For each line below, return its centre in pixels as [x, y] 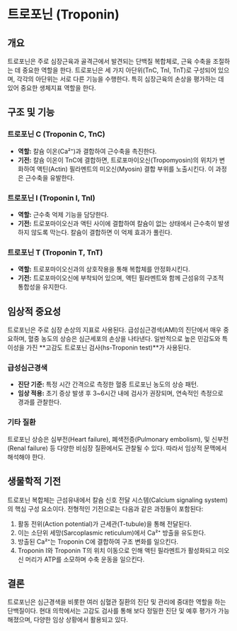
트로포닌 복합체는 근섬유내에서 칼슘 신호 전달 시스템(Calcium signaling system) [118, 500]
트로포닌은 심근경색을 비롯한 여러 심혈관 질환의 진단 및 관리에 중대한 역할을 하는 [117, 602]
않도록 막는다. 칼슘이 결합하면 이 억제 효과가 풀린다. [102, 232]
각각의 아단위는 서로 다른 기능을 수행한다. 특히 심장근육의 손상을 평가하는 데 [120, 79]
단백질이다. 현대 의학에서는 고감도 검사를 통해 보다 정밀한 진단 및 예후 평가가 [112, 611]
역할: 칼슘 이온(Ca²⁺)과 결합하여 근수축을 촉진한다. [87, 151]
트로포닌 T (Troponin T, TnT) [55, 252]
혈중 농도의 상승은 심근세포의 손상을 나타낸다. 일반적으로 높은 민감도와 [124, 339]
